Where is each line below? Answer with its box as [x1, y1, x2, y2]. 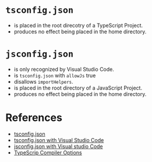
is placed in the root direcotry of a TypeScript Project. [13, 22, 143, 29]
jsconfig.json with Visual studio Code [13, 143, 103, 150]
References [5, 111, 62, 125]
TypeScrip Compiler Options [13, 149, 82, 156]
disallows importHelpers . [13, 78, 73, 85]
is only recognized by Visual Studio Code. [13, 66, 115, 73]
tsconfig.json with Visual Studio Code [13, 136, 104, 143]
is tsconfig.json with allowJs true [13, 72, 96, 79]
